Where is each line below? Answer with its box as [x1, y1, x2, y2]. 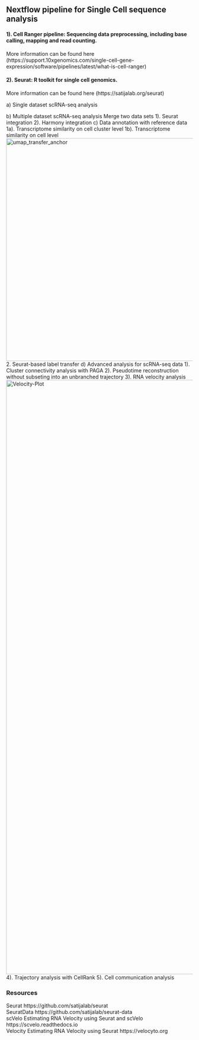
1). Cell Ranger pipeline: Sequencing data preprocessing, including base [6, 30, 188, 37]
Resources [6, 988, 38, 997]
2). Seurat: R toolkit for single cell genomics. [6, 77, 118, 84]
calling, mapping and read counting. [6, 37, 97, 44]
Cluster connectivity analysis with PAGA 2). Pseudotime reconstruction [6, 366, 179, 374]
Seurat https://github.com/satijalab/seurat [6, 1002, 108, 1009]
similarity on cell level [6, 131, 59, 138]
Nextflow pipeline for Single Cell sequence [6, 5, 167, 15]
